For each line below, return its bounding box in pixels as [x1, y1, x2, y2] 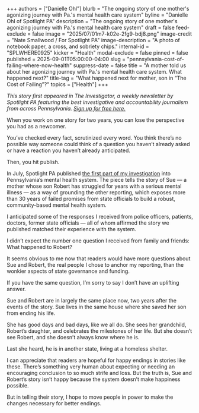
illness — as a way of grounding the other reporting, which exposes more [7, 189, 186, 196]
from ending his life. [7, 310, 56, 317]
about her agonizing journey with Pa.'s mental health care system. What [7, 68, 182, 75]
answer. [7, 285, 26, 292]
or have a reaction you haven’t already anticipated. [7, 147, 131, 154]
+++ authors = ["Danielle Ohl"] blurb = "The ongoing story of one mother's [7, 5, 190, 12]
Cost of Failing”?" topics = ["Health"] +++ [7, 81, 108, 88]
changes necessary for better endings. [7, 400, 102, 406]
